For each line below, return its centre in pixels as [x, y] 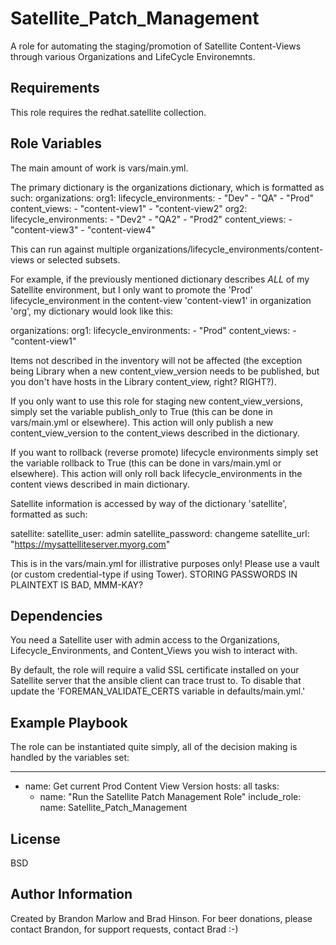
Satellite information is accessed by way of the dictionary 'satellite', [149, 503]
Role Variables [56, 143]
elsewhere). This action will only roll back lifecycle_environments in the [156, 473]
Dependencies [56, 615]
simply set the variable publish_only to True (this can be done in [141, 411]
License [35, 838]
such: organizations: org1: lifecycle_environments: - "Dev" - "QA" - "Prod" [162, 198]
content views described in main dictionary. [100, 484]
